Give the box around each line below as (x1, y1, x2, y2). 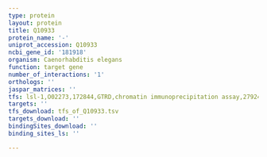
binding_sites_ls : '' (8, 129, 80, 137)
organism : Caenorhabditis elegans (8, 56, 123, 64)
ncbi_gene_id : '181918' (8, 48, 87, 56)
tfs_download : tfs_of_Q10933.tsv (8, 108, 119, 116)
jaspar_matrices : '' (8, 85, 77, 94)
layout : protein (8, 19, 62, 27)
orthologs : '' (8, 78, 56, 86)
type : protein (8, 11, 56, 20)
